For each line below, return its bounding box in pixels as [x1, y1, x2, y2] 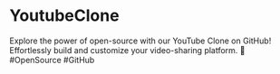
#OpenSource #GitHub [9, 54, 95, 65]
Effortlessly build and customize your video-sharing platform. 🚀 [9, 44, 246, 55]
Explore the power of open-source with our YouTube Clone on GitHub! [9, 35, 272, 46]
